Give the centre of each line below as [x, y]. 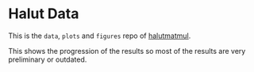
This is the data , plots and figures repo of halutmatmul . [100, 36]
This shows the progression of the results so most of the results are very [127, 51]
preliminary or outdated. [48, 59]
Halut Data [44, 14]
